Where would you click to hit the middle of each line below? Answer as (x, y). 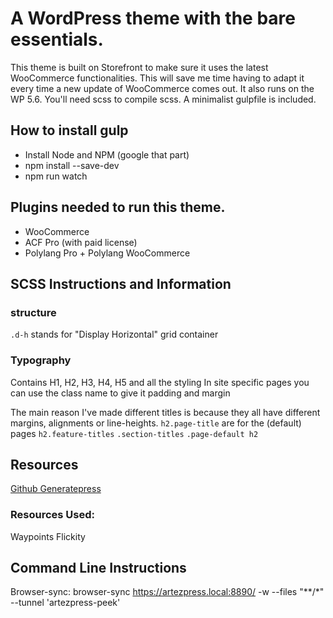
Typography (41, 360)
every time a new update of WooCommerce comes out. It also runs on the (162, 88)
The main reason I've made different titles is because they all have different (165, 412)
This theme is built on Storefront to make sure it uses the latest (139, 67)
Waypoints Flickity (48, 536)
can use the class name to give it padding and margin (120, 393)
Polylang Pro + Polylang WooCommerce (107, 253)
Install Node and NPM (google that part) (107, 154)
